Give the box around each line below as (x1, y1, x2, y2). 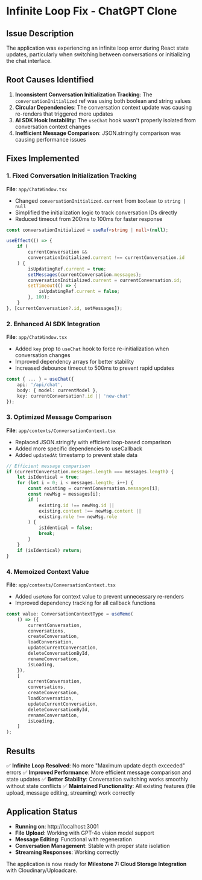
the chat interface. (6, 57, 52, 64)
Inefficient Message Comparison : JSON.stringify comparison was (14, 129, 181, 137)
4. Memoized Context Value (6, 567, 89, 576)
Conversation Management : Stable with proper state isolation (14, 842, 170, 849)
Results (6, 746, 36, 756)
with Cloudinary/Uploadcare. (6, 867, 78, 874)
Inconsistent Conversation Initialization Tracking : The (14, 91, 153, 98)
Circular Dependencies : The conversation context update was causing (14, 103, 192, 111)
